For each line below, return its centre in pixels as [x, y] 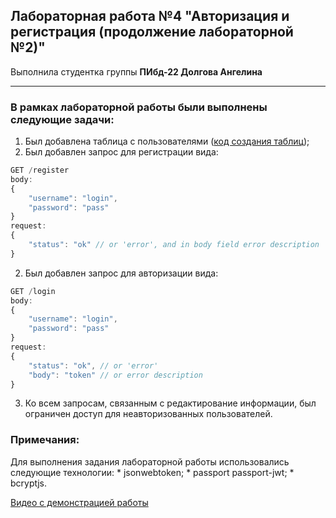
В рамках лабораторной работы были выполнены [139, 107]
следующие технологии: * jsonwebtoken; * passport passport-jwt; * [152, 472]
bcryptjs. [29, 483]
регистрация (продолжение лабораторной [152, 32]
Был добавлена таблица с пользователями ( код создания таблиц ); [167, 141]
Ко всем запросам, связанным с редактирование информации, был [170, 403]
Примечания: [45, 440]
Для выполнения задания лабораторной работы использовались [150, 461]
